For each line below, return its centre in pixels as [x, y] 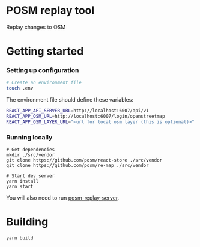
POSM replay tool [50, 11]
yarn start [20, 187]
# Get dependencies [31, 150]
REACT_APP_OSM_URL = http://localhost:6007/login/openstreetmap [86, 117]
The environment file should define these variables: [70, 100]
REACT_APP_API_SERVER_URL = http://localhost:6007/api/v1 [77, 111]
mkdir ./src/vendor [31, 155]
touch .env [20, 88]
